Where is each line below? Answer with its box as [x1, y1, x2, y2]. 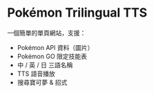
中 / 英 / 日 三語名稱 [17, 60, 73, 69]
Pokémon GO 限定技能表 [17, 52, 88, 60]
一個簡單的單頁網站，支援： [7, 28, 86, 37]
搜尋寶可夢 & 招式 [17, 78, 68, 86]
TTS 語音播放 [17, 69, 55, 78]
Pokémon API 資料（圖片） [17, 43, 94, 51]
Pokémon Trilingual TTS [7, 5, 148, 21]
